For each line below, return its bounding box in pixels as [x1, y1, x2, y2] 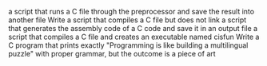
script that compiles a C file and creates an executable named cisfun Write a [8, 32, 260, 41]
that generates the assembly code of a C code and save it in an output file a [8, 24, 258, 33]
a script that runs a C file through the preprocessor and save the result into [8, 7, 254, 16]
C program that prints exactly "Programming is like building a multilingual [8, 41, 249, 50]
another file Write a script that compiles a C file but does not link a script [8, 15, 247, 25]
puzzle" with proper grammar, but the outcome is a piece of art [8, 49, 216, 58]
